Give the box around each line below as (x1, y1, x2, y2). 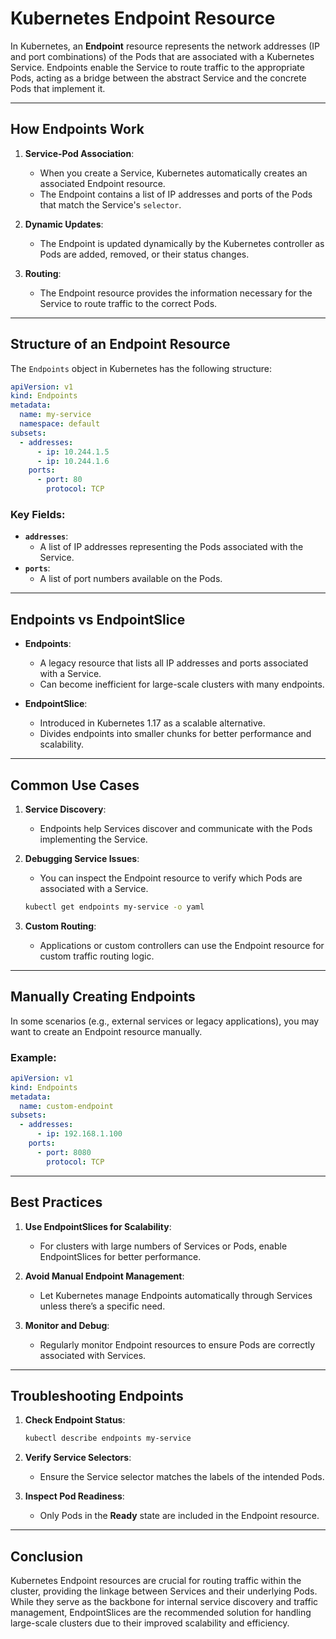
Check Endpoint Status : (24, 1414, 126, 1426)
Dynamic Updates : (24, 218, 104, 230)
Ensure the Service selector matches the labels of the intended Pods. (39, 1471, 325, 1483)
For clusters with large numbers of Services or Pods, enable (39, 1240, 288, 1252)
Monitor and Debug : (24, 1319, 110, 1331)
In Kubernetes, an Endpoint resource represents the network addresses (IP (10, 40, 321, 52)
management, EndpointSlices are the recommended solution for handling (10, 1607, 312, 1619)
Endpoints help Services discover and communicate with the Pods (39, 822, 313, 834)
